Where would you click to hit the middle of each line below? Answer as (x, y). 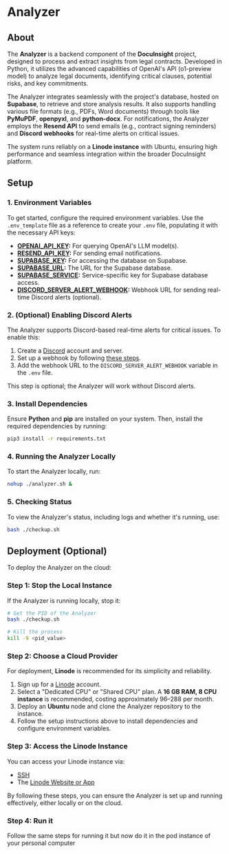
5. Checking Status (40, 502)
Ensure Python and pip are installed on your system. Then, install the (105, 419)
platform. (20, 161)
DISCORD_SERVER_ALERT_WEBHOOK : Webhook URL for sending (111, 290)
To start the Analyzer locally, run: (54, 471)
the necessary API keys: (41, 232)
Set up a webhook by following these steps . (79, 358)
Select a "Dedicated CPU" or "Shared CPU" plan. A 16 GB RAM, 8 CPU (117, 692)
